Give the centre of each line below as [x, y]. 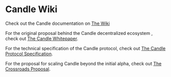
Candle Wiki [31, 9]
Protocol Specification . [29, 54]
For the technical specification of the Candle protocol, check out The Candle [85, 48]
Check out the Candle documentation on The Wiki [58, 23]
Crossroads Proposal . [28, 69]
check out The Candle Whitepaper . [42, 38]
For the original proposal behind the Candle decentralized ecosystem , [79, 33]
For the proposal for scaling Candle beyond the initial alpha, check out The [83, 63]
